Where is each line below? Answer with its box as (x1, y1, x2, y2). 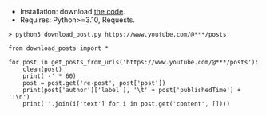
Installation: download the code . (19, 7, 125, 16)
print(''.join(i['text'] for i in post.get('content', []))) (22, 100, 230, 108)
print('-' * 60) (22, 72, 77, 80)
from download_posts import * (8, 44, 109, 52)
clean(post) (22, 65, 62, 73)
